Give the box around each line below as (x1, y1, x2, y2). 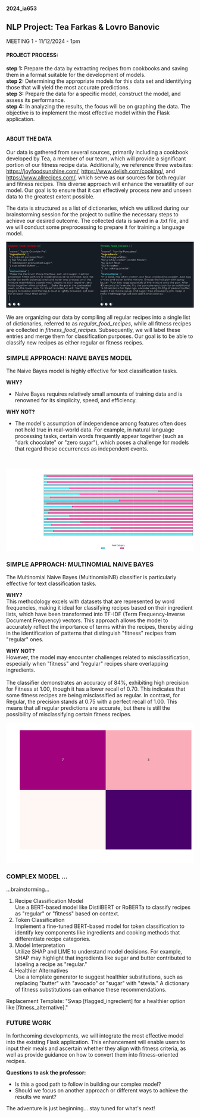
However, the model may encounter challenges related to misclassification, (6, 654, 190, 661)
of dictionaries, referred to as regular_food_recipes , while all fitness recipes (6, 319, 192, 327)
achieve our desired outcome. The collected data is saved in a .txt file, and (6, 217, 189, 224)
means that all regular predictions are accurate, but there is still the (6, 704, 171, 712)
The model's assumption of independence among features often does (14, 420, 186, 427)
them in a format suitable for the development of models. (6, 71, 146, 78)
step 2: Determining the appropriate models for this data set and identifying (6, 77, 192, 85)
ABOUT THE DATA (6, 135, 52, 142)
